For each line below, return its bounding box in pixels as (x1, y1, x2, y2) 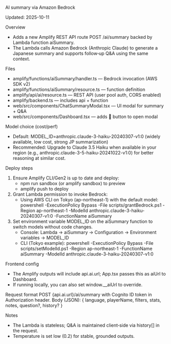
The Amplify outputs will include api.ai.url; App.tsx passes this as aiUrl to (12, 271, 166, 277)
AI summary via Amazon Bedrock (5, 5, 76, 10)
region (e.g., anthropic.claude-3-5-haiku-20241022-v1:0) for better (12, 150, 154, 155)
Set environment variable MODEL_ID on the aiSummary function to (12, 218, 153, 224)
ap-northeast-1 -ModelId (36, 208, 88, 214)
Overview (5, 24, 26, 30)
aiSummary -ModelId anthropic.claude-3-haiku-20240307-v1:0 (20, 251, 154, 257)
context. (12, 56, 31, 62)
